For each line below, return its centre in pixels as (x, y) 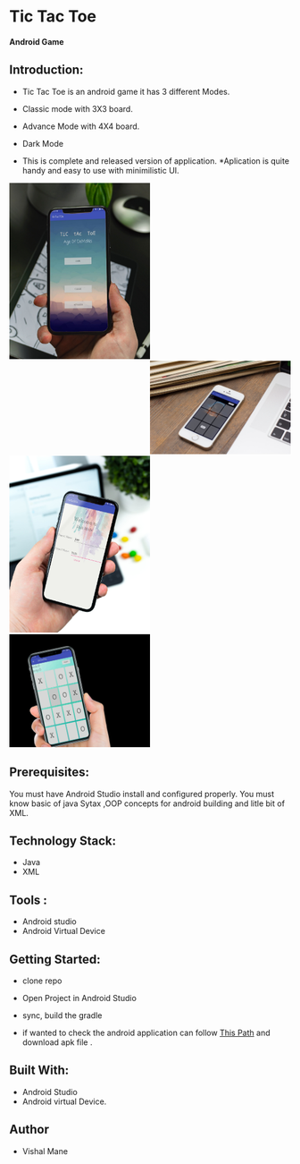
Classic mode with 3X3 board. (78, 108)
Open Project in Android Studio (79, 998)
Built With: (39, 1071)
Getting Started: (55, 959)
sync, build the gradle (62, 1015)
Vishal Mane (45, 1151)
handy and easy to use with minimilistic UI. (101, 170)
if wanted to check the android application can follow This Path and (146, 1033)
